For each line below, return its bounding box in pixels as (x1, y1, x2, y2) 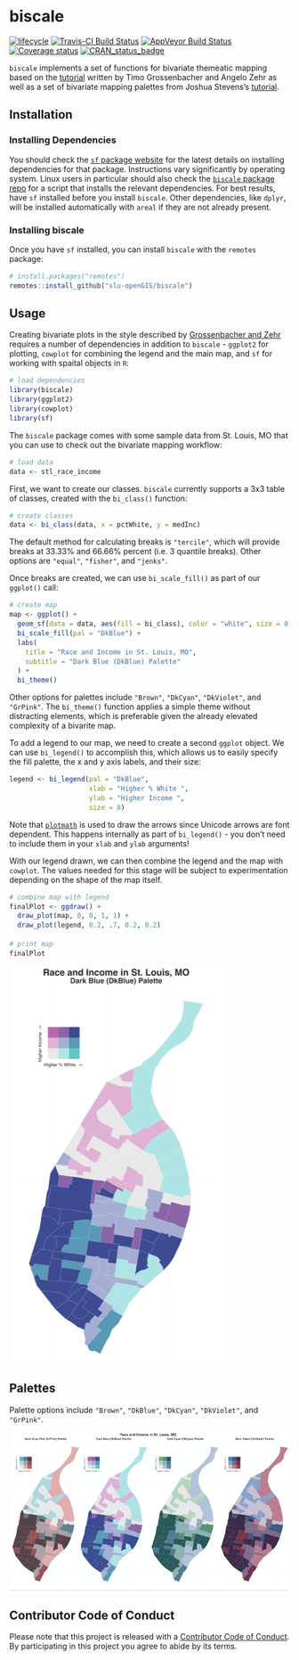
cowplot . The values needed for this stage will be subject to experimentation (9, 864, 288, 875)
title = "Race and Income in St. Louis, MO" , (25, 648, 198, 657)
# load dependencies (9, 376, 86, 385)
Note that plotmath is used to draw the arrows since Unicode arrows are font (9, 819, 290, 830)
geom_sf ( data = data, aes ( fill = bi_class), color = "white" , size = (17, 619, 280, 629)
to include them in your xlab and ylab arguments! (9, 838, 190, 848)
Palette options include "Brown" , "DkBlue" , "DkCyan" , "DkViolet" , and (9, 1404, 259, 1415)
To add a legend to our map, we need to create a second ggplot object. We (9, 738, 285, 748)
